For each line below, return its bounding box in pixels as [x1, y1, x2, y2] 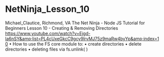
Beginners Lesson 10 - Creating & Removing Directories [5, 25, 119, 31]
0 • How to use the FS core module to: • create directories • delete [5, 41, 142, 47]
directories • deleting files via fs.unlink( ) [5, 46, 88, 52]
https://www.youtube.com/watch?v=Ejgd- [5, 30, 90, 36]
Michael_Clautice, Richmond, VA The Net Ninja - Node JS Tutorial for [5, 20, 145, 26]
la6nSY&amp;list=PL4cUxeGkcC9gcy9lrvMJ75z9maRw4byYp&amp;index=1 [5, 36, 160, 42]
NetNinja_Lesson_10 [5, 3, 90, 15]
